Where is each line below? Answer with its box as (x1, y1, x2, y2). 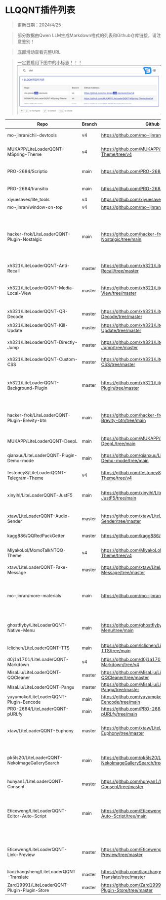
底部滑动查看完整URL (17, 49, 61, 55)
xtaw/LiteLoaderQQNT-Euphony (7, 727, 74, 733)
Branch (82, 121, 97, 127)
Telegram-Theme (7, 475, 43, 481)
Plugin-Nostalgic (7, 236, 42, 242)
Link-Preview (7, 852, 35, 858)
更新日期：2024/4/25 (17, 22, 61, 28)
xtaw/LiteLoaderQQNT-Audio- (7, 513, 71, 519)
